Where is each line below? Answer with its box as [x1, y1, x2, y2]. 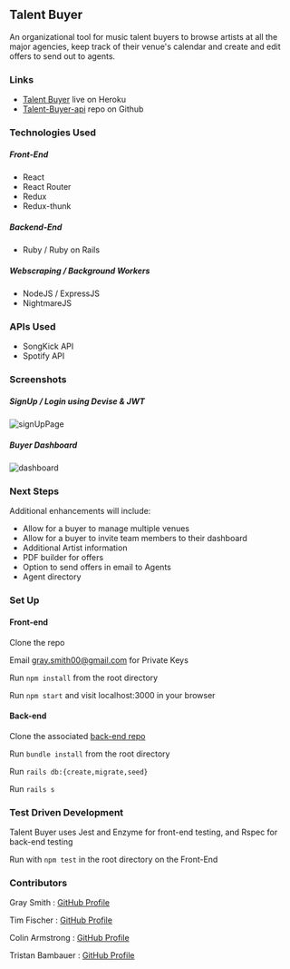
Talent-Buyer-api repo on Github [22, 104, 144, 114]
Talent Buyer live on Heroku [22, 94, 127, 105]
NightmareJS [22, 297, 72, 308]
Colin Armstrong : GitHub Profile [9, 933, 130, 944]
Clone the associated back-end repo [9, 730, 146, 741]
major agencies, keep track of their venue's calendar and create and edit [9, 41, 281, 52]
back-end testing [9, 836, 73, 847]
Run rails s [9, 783, 55, 794]
